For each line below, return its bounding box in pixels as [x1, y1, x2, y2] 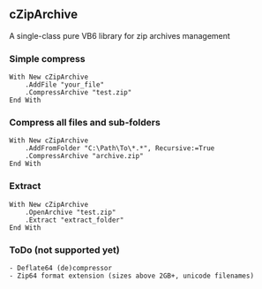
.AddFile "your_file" [25, 80, 104, 89]
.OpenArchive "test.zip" [25, 208, 116, 217]
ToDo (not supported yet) [9, 243, 121, 255]
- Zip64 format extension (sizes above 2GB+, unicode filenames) [9, 271, 254, 280]
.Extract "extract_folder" [25, 216, 124, 224]
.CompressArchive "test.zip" [25, 88, 132, 97]
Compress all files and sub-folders [9, 117, 161, 129]
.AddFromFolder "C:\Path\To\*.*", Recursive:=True [25, 144, 215, 153]
